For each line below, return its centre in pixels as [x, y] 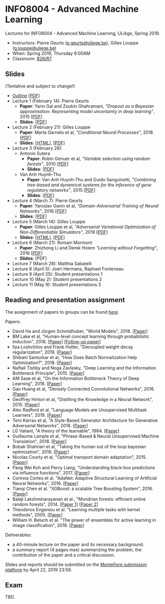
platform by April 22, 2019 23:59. [39, 569]
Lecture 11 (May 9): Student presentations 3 [57, 284]
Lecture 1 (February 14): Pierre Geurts [50, 101]
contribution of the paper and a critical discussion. [63, 555]
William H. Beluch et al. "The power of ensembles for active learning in [84, 520]
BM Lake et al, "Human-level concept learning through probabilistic [81, 336]
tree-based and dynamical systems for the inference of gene [89, 185]
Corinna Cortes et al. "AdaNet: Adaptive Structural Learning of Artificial [84, 478]
